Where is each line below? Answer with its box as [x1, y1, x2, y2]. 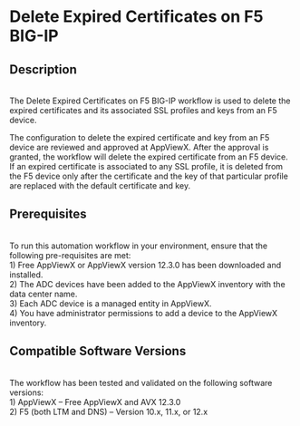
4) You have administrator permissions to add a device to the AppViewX [9, 307, 278, 318]
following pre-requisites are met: [9, 249, 131, 260]
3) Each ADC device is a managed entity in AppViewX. [9, 297, 212, 309]
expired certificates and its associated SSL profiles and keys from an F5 [9, 105, 278, 115]
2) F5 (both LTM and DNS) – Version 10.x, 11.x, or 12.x [9, 406, 208, 417]
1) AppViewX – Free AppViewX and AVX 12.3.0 [9, 396, 181, 407]
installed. [9, 269, 44, 280]
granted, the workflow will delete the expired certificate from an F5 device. [9, 151, 288, 162]
